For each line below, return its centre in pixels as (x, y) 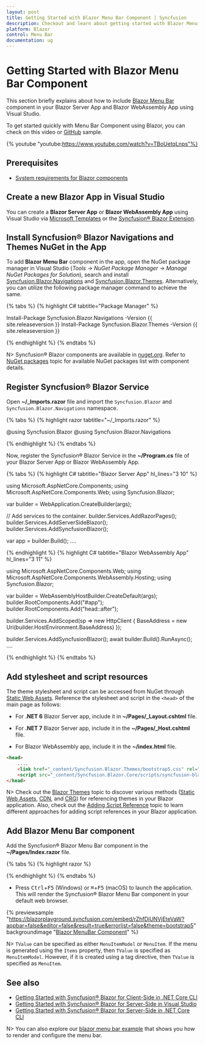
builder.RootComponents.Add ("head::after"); (63, 609)
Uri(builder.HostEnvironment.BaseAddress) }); (64, 627)
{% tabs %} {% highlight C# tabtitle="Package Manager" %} (82, 306)
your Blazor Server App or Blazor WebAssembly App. (73, 462)
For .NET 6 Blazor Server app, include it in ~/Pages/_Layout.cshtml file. (106, 716)
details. (16, 368)
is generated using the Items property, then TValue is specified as (88, 950)
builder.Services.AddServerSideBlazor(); (57, 522)
